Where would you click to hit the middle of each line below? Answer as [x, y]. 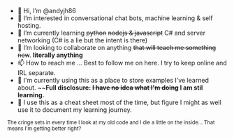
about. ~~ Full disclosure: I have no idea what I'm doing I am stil [110, 88]
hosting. [29, 25]
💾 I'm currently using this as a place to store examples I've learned [113, 80]
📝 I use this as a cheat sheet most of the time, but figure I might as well [119, 102]
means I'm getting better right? [44, 129]
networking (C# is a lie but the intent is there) [82, 40]
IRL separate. [36, 73]
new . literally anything [50, 55]
